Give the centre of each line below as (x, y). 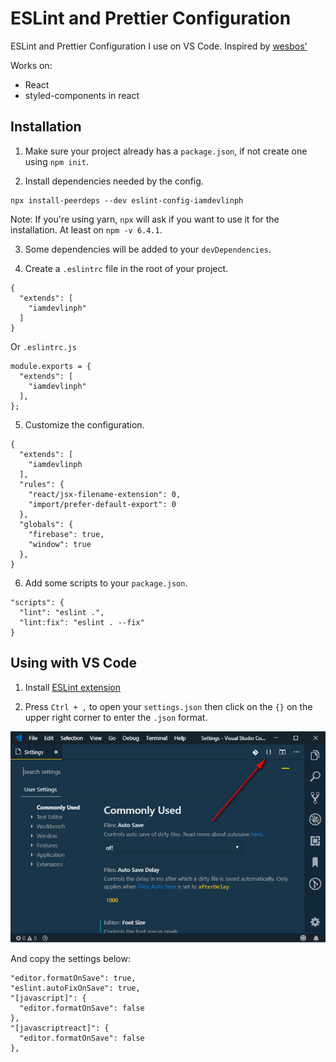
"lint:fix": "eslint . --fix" (82, 622)
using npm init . (56, 161)
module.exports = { (51, 366)
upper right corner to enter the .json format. (116, 717)
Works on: (31, 65)
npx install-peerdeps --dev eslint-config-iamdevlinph (127, 200)
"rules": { (42, 484)
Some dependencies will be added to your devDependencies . (148, 249)
